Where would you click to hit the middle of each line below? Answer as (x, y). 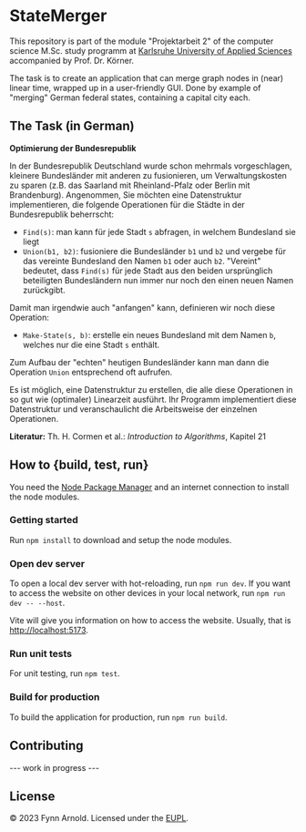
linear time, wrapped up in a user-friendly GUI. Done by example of (135, 87)
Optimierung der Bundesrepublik (73, 148)
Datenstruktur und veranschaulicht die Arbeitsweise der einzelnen (133, 409)
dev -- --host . (37, 603)
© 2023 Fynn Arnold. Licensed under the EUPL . (99, 818)
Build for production (55, 697)
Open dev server (47, 563)
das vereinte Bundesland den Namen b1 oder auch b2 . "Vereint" (142, 261)
